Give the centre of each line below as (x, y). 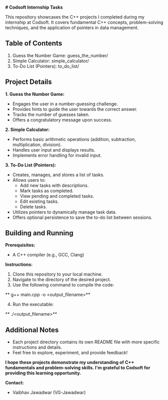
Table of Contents (34, 43)
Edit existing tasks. (39, 201)
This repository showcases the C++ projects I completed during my (75, 17)
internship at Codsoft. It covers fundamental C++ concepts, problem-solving (84, 22)
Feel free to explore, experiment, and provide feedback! (70, 353)
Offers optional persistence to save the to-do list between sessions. (82, 217)
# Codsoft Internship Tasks (34, 7)
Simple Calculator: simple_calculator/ (51, 61)
